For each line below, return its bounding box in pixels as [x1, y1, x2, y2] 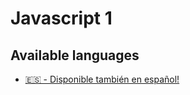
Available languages [10, 47, 140, 64]
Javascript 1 [10, 7, 113, 30]
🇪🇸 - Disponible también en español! [24, 73, 180, 85]
